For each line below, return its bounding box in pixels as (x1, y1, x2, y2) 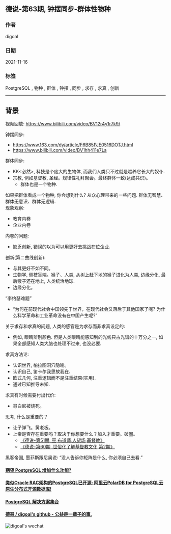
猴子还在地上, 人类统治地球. (17, 278, 75, 284)
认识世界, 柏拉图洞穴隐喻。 (12, 362, 69, 368)
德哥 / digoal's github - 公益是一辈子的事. (5, 511, 92, 517)
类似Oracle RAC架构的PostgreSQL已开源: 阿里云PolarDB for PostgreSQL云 (5, 479, 164, 486)
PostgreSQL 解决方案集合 (5, 498, 60, 504)
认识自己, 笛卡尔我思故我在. (12, 368, 70, 375)
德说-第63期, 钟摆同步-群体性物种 (5, 5, 111, 14)
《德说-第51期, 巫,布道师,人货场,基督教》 (20, 437, 105, 443)
